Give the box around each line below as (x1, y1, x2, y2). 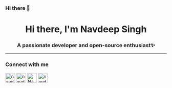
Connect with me (5, 61, 49, 68)
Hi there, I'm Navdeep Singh (25, 24, 147, 35)
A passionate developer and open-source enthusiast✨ (17, 42, 155, 49)
